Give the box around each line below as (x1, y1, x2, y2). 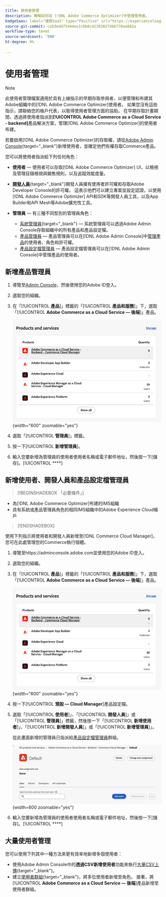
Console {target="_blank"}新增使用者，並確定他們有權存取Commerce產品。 (5, 143, 159, 149)
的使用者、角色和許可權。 (24, 239, 77, 245)
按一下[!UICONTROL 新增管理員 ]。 (12, 443, 83, 449)
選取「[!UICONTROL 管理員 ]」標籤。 (12, 433, 88, 439)
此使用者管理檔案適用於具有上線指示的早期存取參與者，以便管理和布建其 (5, 95, 153, 101)
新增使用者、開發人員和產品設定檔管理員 (5, 476, 129, 484)
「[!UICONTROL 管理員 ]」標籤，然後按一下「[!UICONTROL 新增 (12, 718, 143, 724)
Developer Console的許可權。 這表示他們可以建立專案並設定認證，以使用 (12, 187, 162, 193)
